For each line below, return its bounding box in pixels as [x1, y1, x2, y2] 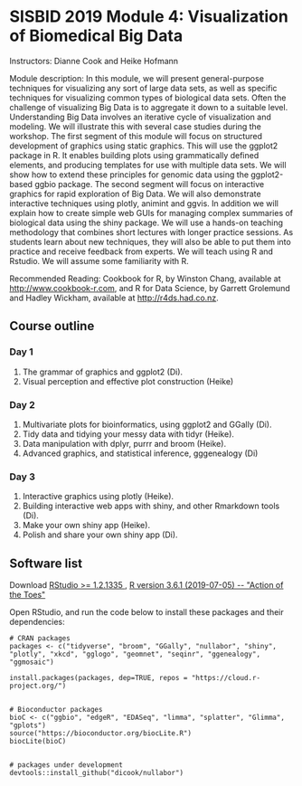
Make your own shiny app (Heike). [22, 520, 151, 531]
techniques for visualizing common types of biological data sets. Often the [9, 92, 287, 103]
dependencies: [9, 617, 65, 628]
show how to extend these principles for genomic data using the [9, 169, 250, 180]
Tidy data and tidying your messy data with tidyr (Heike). [22, 428, 235, 440]
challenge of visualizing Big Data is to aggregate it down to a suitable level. [9, 101, 288, 112]
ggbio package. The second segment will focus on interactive [34, 178, 265, 189]
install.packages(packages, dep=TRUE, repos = [9, 674, 188, 683]
